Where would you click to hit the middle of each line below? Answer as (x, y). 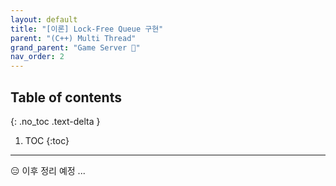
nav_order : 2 (37, 57)
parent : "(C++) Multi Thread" (73, 38)
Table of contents (66, 97)
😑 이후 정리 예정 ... (48, 170)
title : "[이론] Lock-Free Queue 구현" (87, 29)
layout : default (44, 19)
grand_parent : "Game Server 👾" (75, 47)
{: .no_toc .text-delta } (55, 121)
